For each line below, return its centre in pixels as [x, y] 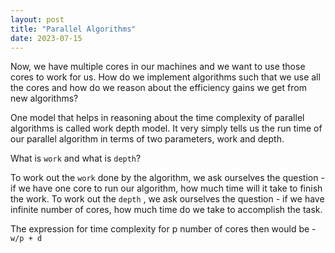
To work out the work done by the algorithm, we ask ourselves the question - [167, 178]
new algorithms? [44, 98]
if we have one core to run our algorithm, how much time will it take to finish [166, 188]
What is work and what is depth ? [76, 158]
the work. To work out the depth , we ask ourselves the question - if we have [167, 199]
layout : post [37, 19]
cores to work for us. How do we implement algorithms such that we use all [165, 77]
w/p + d [26, 239]
